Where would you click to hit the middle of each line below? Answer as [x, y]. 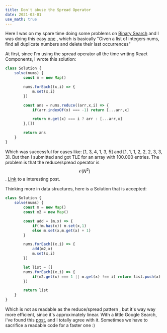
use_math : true [21, 19]
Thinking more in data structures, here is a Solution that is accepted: [76, 189]
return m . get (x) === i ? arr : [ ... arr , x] [77, 119]
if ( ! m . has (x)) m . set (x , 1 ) [59, 226]
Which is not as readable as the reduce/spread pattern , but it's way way [80, 309]
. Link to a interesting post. [33, 179]
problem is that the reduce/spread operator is [52, 162]
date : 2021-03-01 [23, 15]
